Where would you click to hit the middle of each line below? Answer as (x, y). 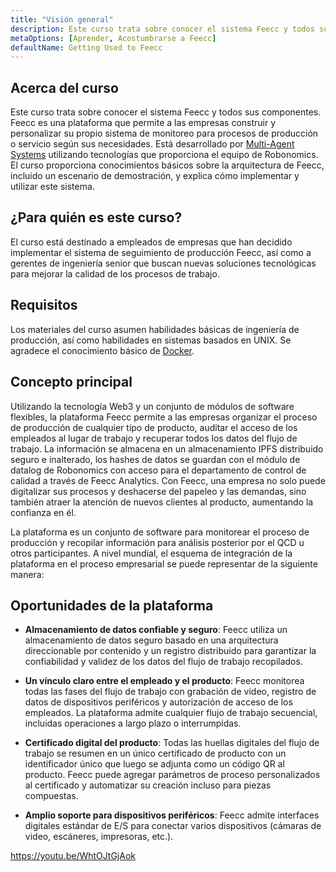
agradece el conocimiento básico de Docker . (102, 350)
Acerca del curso (64, 87)
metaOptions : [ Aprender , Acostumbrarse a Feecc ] (113, 38)
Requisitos (44, 305)
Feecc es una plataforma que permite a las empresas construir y (143, 123)
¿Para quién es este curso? (96, 217)
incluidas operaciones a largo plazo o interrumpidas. (133, 723)
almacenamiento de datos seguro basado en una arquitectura (151, 640)
